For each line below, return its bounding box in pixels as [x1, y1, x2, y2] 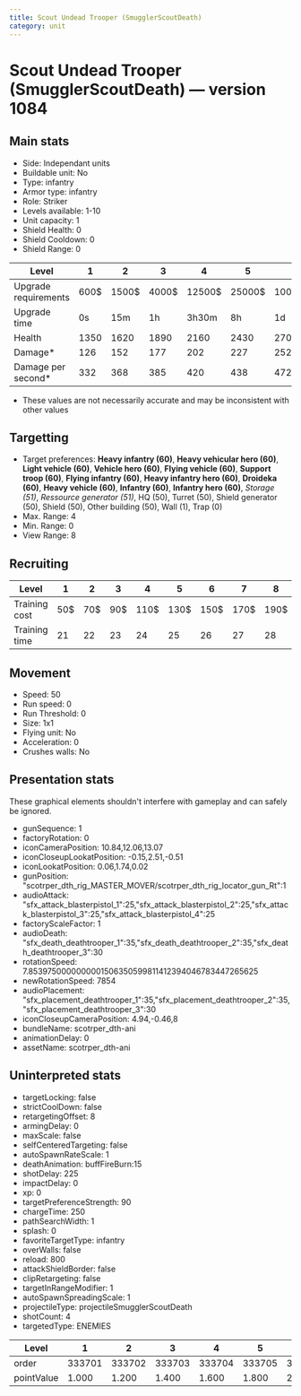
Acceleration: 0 [21, 736, 79, 747]
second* [13, 371, 52, 384]
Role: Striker [21, 195, 68, 206]
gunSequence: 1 [21, 822, 82, 834]
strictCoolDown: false [21, 1101, 103, 1112]
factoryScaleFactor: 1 [21, 918, 101, 929]
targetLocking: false [21, 1091, 97, 1103]
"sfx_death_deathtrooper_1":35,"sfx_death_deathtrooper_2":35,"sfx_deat [21, 937, 288, 948]
